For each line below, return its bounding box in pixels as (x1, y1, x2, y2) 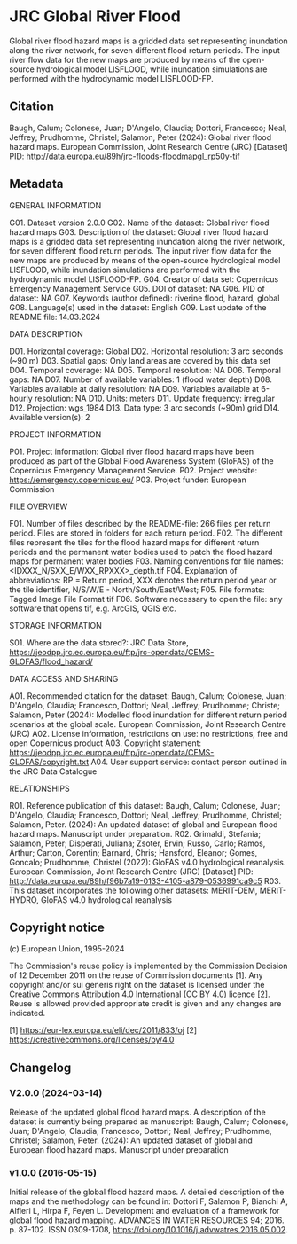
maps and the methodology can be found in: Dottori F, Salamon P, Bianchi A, (9, 1196, 288, 1207)
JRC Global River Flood (9, 6, 182, 27)
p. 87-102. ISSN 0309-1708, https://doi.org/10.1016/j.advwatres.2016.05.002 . (9, 1224, 288, 1235)
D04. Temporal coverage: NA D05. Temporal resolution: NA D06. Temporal (9, 364, 282, 375)
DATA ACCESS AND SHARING (9, 673, 119, 684)
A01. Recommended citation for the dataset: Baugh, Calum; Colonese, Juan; (9, 690, 286, 701)
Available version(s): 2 (9, 411, 90, 422)
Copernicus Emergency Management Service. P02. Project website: (9, 465, 258, 475)
